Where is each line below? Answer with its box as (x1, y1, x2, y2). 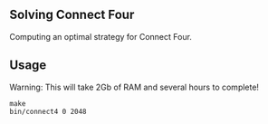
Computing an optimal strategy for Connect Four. (9, 31, 193, 42)
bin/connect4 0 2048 (9, 107, 88, 116)
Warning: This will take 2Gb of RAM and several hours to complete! (9, 81, 260, 92)
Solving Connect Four (9, 7, 135, 23)
